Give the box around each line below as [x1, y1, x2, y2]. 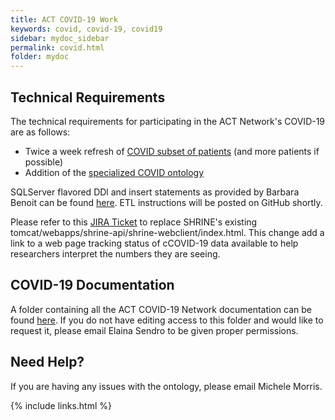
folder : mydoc [10, 52, 70, 62]
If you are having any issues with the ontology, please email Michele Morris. [10, 380, 323, 392]
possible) [24, 156, 64, 168]
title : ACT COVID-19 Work [10, 14, 118, 25]
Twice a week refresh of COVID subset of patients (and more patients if [24, 145, 320, 157]
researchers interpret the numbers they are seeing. [10, 247, 221, 260]
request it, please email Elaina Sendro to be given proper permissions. [10, 324, 299, 336]
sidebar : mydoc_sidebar [10, 33, 110, 43]
